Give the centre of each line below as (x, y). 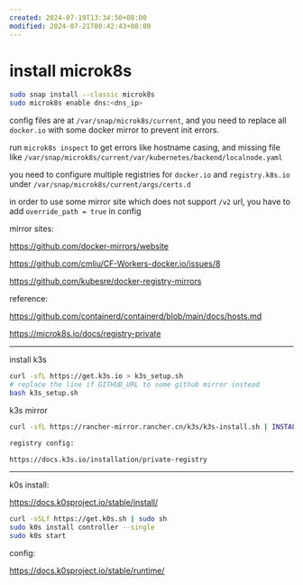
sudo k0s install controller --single (82, 528)
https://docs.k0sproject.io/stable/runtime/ (87, 571)
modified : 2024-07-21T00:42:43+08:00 (80, 26)
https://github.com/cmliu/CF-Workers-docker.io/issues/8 (115, 264)
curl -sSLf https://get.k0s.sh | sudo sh (88, 519)
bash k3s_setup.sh (44, 393)
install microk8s (71, 71)
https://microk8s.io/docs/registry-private (85, 334)
